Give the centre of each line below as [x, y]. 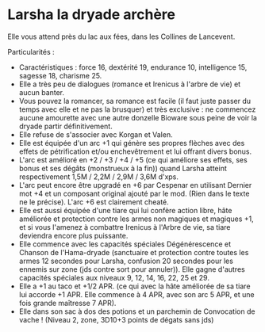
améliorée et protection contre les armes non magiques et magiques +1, [136, 219]
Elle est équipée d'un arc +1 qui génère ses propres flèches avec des [132, 143]
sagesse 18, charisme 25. [60, 75]
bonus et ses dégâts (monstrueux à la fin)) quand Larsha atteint [123, 168]
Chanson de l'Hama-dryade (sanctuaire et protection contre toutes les [134, 252]
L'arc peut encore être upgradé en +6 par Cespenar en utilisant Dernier [135, 185]
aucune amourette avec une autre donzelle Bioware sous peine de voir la [138, 117]
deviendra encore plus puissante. [73, 235]
